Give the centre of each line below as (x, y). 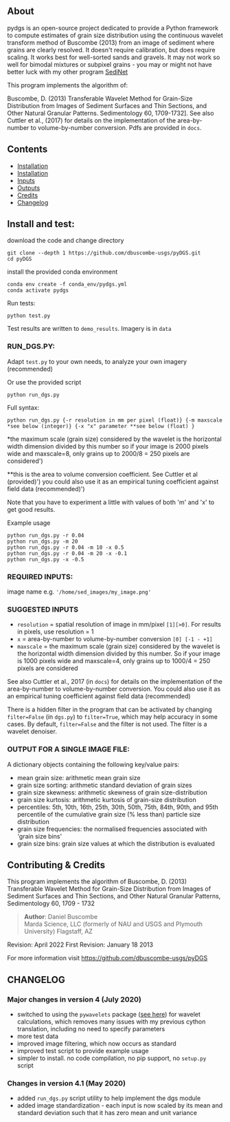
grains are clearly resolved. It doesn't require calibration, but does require (111, 50)
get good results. (31, 509)
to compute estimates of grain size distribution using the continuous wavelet (115, 35)
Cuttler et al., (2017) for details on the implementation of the (92, 120)
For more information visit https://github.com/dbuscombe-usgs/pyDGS (107, 958)
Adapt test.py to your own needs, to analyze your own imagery (97, 361)
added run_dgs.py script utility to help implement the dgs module (109, 1098)
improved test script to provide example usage (83, 1051)
